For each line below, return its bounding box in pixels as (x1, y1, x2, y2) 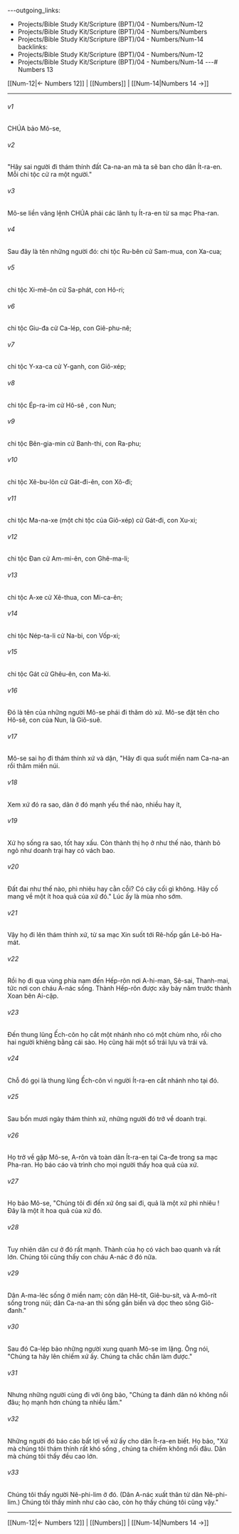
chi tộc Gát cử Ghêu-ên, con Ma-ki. (7, 670, 111, 678)
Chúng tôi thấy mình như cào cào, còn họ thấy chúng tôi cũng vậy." (21, 1498, 219, 1506)
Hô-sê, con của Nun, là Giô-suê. (7, 716, 102, 725)
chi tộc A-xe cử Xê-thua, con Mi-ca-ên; (7, 593, 123, 601)
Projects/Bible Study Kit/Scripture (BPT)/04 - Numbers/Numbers (17, 28, 208, 36)
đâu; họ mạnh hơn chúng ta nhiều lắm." (7, 1398, 122, 1407)
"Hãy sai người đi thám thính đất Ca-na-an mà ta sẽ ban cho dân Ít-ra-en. (7, 163, 223, 171)
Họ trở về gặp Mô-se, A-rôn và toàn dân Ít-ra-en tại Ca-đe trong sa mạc (7, 1153, 218, 1162)
